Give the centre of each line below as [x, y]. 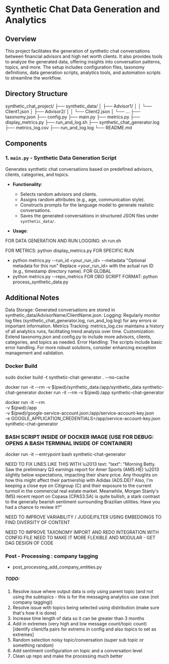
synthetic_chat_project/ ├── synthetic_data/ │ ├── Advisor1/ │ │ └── [78, 106]
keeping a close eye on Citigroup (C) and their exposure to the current [78, 486]
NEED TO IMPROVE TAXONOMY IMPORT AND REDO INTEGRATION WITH [82, 532]
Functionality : [28, 184]
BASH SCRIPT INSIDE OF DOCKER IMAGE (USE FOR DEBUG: [80, 437]
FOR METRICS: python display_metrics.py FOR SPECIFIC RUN [70, 250]
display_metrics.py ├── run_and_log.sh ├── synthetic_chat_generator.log [82, 122]
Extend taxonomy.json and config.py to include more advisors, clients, [78, 337]
